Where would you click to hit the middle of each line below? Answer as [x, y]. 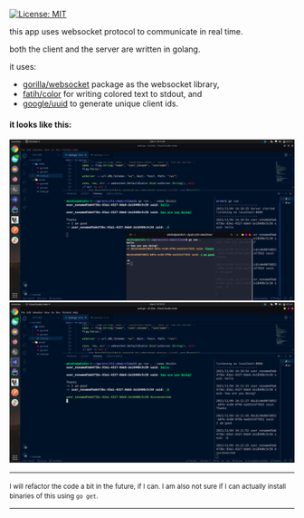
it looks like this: [41, 124]
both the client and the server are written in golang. [105, 49]
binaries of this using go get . [54, 496]
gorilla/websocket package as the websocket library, [121, 84]
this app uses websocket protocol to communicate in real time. [126, 31]
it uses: [23, 67]
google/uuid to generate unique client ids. [100, 103]
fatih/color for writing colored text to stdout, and [112, 94]
